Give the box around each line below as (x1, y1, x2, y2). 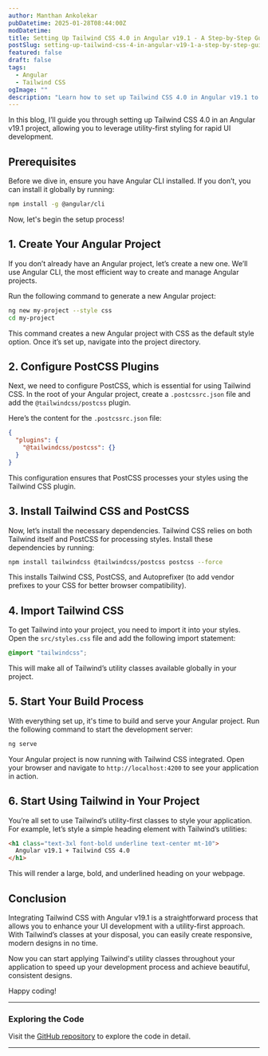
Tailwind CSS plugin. (8, 481, 76, 491)
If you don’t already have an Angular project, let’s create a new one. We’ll (8, 258, 248, 268)
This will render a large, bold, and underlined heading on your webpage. (8, 869, 246, 878)
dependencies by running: (8, 543, 95, 552)
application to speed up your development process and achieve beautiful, (8, 962, 250, 972)
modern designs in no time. (8, 938, 98, 948)
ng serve (8, 740, 37, 748)
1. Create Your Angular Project (8, 238, 161, 251)
